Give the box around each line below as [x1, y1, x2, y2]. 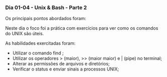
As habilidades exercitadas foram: [5, 40, 75, 46]
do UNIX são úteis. [5, 31, 44, 37]
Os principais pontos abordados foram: [5, 16, 87, 22]
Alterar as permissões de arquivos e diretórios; [12, 61, 110, 67]
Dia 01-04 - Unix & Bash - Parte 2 [5, 4, 87, 11]
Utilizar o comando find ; [12, 50, 64, 56]
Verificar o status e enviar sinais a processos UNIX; [12, 66, 119, 72]
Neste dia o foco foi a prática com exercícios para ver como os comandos [5, 25, 158, 31]
